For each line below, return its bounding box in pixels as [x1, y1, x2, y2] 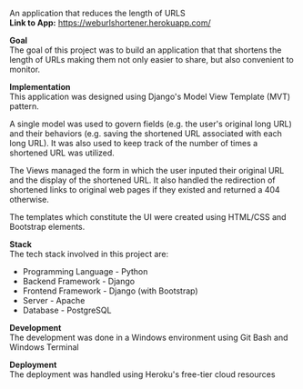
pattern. [9, 101, 39, 112]
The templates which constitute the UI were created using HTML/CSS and [9, 212, 287, 222]
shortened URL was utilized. [9, 147, 116, 158]
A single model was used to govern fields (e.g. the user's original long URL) [9, 118, 293, 129]
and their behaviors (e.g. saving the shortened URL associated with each [9, 128, 282, 139]
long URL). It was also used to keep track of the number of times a [9, 138, 258, 148]
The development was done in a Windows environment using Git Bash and [9, 332, 288, 343]
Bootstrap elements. [9, 222, 86, 232]
